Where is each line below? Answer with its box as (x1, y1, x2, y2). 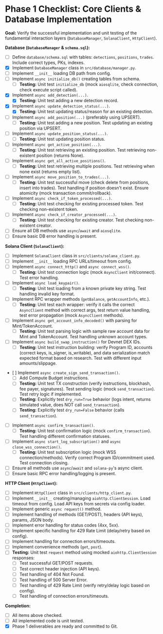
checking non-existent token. (19, 206, 78, 212)
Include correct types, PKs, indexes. (12, 60, 85, 66)
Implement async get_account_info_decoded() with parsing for (12, 318, 137, 323)
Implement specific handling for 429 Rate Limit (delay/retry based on (12, 528, 150, 534)
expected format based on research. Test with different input (19, 355, 142, 361)
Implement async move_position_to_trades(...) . (12, 174, 110, 179)
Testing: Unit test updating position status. (19, 136, 106, 142)
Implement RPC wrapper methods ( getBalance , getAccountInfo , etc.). (12, 296, 150, 302)
